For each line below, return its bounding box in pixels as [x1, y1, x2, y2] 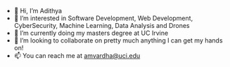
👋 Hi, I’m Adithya [13, 7, 62, 15]
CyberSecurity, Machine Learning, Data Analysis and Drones [13, 22, 190, 29]
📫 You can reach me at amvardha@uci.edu [13, 52, 141, 59]
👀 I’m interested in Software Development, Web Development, [13, 14, 193, 22]
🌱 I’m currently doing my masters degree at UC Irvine [13, 29, 169, 37]
